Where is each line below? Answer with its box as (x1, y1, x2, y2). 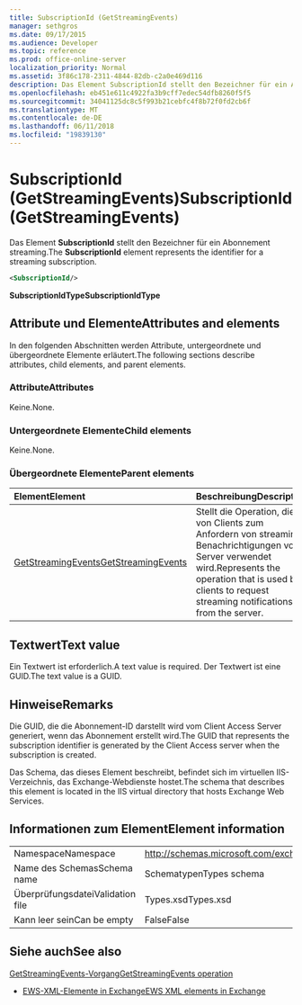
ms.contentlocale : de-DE (9, 113, 102, 122)
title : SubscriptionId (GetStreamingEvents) (9, 13, 179, 22)
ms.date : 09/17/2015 (9, 30, 87, 39)
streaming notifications (195, 596, 294, 608)
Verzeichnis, (9, 776, 56, 787)
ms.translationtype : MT (9, 105, 99, 114)
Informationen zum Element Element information (9, 821, 285, 837)
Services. (9, 795, 45, 806)
